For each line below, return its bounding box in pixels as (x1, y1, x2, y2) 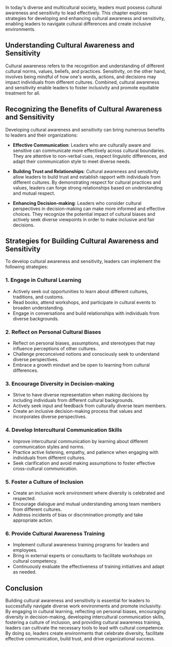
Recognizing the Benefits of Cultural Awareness (5, 105, 162, 113)
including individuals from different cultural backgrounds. (12, 397, 135, 404)
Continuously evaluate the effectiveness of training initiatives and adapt (12, 563, 164, 569)
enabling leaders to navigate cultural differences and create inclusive (5, 21, 151, 27)
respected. (12, 495, 36, 501)
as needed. (12, 569, 37, 575)
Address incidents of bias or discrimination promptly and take (12, 511, 143, 518)
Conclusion (5, 584, 43, 593)
